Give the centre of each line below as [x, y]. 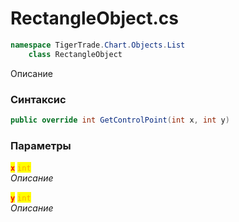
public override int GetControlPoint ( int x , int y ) [120, 120]
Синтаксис [38, 99]
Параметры [41, 145]
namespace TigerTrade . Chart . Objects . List [98, 45]
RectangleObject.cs [94, 18]
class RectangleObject [75, 54]
